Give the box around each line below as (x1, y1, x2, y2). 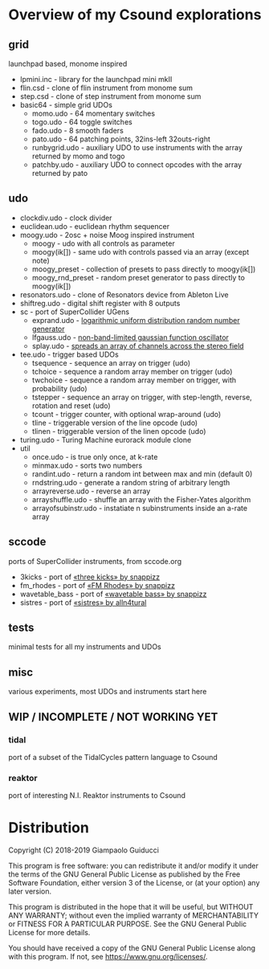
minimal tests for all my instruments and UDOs (8, 642, 162, 652)
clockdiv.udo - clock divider (19, 213, 112, 223)
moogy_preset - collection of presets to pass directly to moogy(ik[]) (31, 264, 256, 274)
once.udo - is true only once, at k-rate (31, 452, 158, 461)
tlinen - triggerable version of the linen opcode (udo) (31, 426, 206, 435)
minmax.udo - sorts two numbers (31, 460, 143, 470)
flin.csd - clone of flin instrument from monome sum (19, 83, 194, 92)
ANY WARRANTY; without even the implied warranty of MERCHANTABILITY (8, 910, 259, 921)
